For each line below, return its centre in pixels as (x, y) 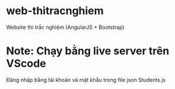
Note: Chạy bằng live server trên (88, 51)
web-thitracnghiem (55, 11)
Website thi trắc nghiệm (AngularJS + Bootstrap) (65, 27)
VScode (26, 64)
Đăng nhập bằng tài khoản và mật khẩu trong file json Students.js (86, 80)
